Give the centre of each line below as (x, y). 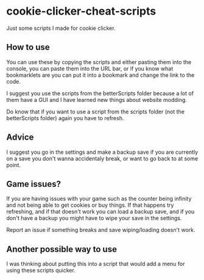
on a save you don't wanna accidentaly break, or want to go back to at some (102, 158)
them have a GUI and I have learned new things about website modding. (97, 99)
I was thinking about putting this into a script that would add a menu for (96, 264)
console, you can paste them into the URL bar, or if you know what (90, 68)
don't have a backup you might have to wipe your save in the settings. (94, 218)
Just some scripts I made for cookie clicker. (61, 28)
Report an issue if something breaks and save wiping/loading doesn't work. (101, 230)
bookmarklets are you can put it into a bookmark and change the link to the (100, 75)
